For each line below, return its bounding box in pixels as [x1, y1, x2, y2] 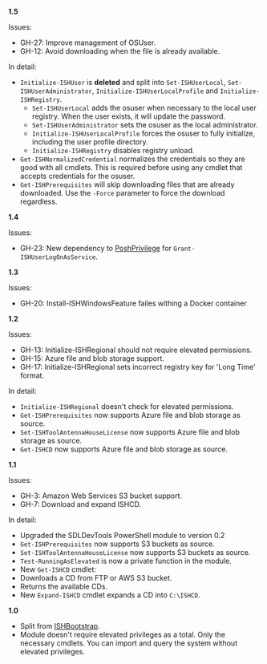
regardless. [19, 196, 58, 206]
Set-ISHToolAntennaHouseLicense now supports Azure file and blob [19, 427, 241, 436]
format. [19, 370, 45, 380]
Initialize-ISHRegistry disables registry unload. [31, 146, 195, 155]
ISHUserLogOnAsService [19, 253, 96, 261]
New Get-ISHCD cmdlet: [19, 565, 97, 574]
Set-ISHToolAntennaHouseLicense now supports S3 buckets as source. [19, 548, 251, 557]
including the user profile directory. [31, 137, 148, 147]
